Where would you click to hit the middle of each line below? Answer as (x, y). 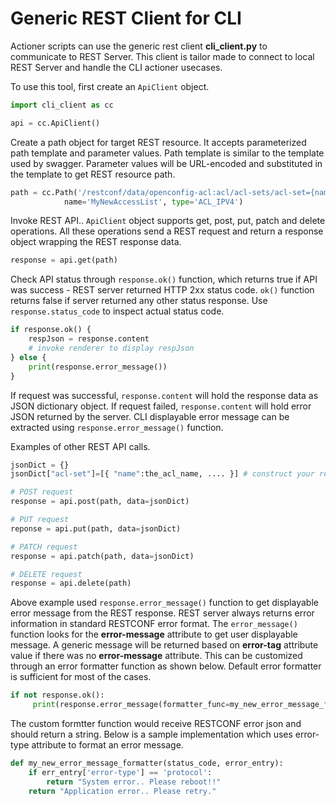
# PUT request (40, 520)
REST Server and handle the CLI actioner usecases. (116, 67)
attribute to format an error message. (107, 745)
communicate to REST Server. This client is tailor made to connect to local (162, 56)
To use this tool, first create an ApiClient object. (110, 86)
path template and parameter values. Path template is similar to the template (167, 153)
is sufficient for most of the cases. (81, 677)
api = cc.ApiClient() (55, 123)
